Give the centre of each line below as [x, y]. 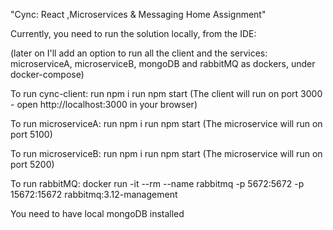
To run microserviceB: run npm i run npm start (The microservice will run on [166, 153]
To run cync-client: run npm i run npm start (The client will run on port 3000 [166, 93]
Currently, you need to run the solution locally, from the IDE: [133, 33]
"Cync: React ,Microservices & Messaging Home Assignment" [138, 14]
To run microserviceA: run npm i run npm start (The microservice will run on [166, 123]
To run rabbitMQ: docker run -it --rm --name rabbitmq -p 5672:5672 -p [157, 183]
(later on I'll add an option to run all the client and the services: [139, 53]
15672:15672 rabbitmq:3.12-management [94, 194]
